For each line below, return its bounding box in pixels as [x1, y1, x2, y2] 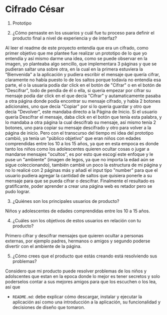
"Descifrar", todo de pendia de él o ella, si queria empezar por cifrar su [5, 87, 151, 93]
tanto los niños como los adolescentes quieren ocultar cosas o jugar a [5, 146, 149, 152]
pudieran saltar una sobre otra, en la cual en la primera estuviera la [5, 66, 143, 72]
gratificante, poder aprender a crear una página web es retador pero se [5, 183, 152, 189]
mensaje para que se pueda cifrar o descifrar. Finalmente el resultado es [5, 178, 155, 184]
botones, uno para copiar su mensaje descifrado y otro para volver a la [5, 124, 151, 131]
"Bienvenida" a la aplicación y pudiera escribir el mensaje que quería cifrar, [5, 71, 160, 77]
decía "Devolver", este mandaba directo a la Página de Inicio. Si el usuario [5, 109, 157, 115]
